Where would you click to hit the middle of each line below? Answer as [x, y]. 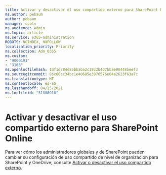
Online [19, 138]
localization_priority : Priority [40, 47]
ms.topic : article [24, 33]
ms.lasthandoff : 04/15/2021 [34, 88]
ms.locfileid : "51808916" [32, 93]
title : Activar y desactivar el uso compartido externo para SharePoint [82, 10]
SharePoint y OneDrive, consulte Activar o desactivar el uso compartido [78, 163]
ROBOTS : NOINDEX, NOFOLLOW [33, 42]
